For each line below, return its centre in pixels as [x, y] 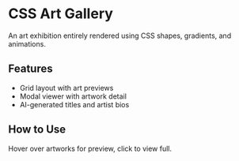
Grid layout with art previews [66, 88]
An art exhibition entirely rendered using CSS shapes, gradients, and [120, 36]
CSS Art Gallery [61, 14]
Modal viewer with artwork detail [73, 96]
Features [30, 69]
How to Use [37, 130]
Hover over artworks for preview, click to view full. [90, 148]
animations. [27, 43]
